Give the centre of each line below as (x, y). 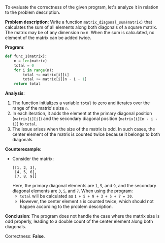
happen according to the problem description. (66, 206)
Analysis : (15, 93)
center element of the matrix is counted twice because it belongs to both (86, 134)
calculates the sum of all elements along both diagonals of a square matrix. (81, 27)
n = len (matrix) (31, 61)
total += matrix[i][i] (46, 75)
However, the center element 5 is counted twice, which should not (86, 202)
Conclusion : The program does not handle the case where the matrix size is (82, 216)
